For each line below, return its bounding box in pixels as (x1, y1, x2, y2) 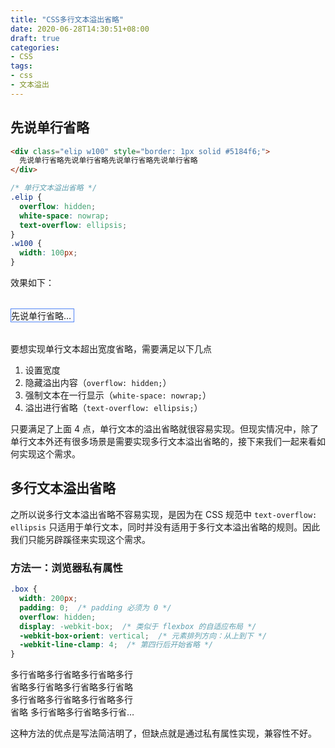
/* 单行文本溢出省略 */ (10, 183, 98, 193)
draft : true (10, 33, 60, 43)
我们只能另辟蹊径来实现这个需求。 (10, 533, 151, 545)
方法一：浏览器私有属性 (10, 561, 123, 575)
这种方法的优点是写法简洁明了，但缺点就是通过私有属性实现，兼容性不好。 (10, 727, 317, 740)
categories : (10, 42, 60, 53)
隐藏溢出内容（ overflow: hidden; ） (24, 377, 172, 389)
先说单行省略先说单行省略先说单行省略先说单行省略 (19, 156, 198, 166)
